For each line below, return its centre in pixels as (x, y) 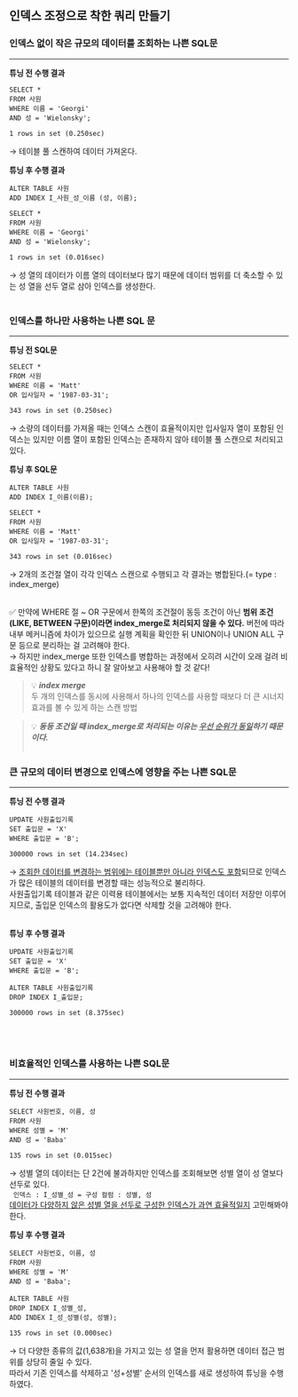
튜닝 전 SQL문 (33, 350)
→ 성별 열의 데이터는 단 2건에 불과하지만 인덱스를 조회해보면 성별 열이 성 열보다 (146, 1173)
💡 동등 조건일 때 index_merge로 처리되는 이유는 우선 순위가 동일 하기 (149, 726)
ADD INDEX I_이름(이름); (51, 497)
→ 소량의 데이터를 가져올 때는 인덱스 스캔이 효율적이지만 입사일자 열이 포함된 (142, 428)
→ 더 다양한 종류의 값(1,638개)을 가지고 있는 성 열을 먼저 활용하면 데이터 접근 (142, 1350)
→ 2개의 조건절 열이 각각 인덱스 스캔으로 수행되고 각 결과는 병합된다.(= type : (143, 574)
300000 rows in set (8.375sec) (67, 1013)
